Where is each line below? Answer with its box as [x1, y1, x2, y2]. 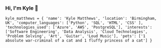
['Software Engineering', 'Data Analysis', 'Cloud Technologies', [5, 29, 148, 34]
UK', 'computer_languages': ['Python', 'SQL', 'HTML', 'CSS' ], [5, 20, 143, 26]
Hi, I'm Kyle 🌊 [5, 5, 39, 12]
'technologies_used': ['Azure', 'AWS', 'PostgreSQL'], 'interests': [5, 25, 152, 30]
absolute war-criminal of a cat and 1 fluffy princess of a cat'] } [5, 38, 152, 43]
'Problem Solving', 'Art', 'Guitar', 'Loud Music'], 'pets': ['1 [5, 34, 145, 39]
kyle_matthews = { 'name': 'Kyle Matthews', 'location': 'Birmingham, [5, 16, 157, 21]
